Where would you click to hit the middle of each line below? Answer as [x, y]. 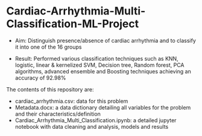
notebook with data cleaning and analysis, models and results [92, 126]
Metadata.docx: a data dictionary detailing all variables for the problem [103, 107]
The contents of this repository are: [50, 89]
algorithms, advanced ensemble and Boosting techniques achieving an [103, 71]
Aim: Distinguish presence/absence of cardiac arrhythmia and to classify [105, 40]
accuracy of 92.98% [40, 78]
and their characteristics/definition [58, 114]
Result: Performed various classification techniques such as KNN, [97, 58]
